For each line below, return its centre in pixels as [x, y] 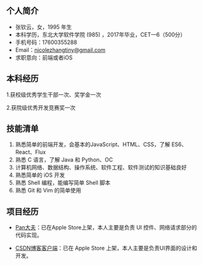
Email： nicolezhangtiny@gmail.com [60, 50]
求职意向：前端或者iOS [44, 58]
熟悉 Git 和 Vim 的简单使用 [48, 190]
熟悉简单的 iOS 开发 [40, 175]
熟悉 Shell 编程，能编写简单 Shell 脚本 [63, 183]
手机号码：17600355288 [46, 42]
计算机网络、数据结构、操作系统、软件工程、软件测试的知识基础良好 [101, 168]
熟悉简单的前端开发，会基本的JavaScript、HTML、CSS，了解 [93, 144]
